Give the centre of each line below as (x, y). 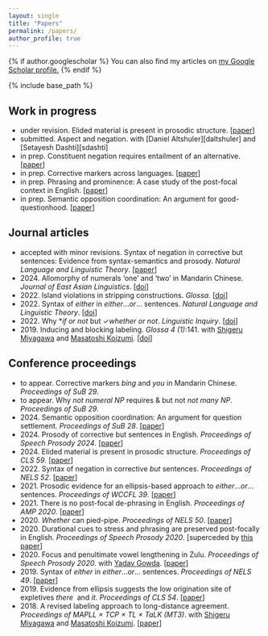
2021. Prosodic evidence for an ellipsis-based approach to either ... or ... (137, 486)
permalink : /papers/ (43, 31)
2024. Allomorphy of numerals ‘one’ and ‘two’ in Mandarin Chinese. (132, 278)
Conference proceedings (72, 364)
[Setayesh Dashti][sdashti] (64, 148)
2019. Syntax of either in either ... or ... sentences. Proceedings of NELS (136, 571)
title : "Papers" (35, 23)
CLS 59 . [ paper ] (47, 460)
